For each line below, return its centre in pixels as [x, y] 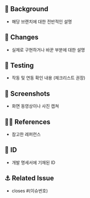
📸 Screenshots [27, 94]
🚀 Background [26, 9]
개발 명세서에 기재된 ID [34, 162]
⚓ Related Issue [29, 178]
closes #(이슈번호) [30, 191]
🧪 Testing [19, 66]
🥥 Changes [22, 37]
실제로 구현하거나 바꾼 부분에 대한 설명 [48, 50]
